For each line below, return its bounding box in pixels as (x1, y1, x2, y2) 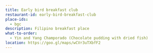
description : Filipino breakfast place (5, 26, 90, 31)
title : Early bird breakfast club (5, 7, 79, 13)
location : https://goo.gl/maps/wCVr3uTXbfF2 (5, 40, 101, 45)
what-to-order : (5, 31, 37, 36)
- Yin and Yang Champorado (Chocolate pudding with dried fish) (10, 36, 148, 41)
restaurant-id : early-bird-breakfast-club (5, 12, 96, 17)
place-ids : (5, 17, 28, 22)
